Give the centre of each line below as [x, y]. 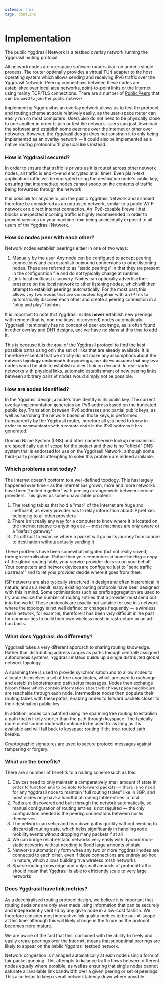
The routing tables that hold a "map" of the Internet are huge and [78, 505]
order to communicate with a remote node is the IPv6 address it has [74, 426]
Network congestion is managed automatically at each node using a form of [82, 955]
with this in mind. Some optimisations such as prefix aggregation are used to [82, 592]
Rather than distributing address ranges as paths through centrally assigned [82, 652]
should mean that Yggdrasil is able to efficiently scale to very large [80, 871]
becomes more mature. [29, 926]
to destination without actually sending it [53, 542]
